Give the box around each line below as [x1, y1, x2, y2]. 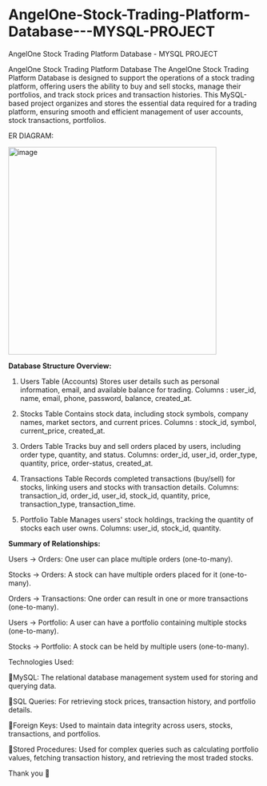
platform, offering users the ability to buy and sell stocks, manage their [8, 81, 241, 91]
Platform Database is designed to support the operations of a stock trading [8, 73, 255, 82]
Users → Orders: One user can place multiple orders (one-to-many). [8, 554, 233, 564]
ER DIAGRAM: [8, 130, 54, 141]
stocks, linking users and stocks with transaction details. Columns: [19, 482, 240, 492]
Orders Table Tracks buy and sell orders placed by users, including [19, 441, 241, 451]
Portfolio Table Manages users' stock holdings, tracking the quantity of [19, 514, 254, 524]
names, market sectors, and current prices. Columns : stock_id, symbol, [19, 417, 257, 427]
